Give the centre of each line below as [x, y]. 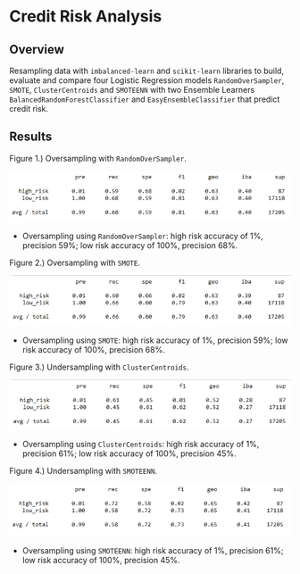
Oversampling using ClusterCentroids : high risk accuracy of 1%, [141, 445]
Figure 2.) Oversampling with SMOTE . [75, 262]
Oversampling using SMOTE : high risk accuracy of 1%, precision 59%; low [155, 340]
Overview [37, 50]
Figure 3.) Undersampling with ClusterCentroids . [99, 367]
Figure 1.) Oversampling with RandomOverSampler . [98, 158]
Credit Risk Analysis [86, 17]
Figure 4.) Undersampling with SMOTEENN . [83, 471]
